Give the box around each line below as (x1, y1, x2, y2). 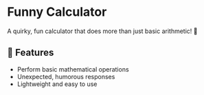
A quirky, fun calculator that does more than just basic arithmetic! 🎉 (7, 27, 198, 35)
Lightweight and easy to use (16, 80, 98, 88)
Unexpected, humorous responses (16, 72, 115, 81)
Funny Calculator (7, 4, 107, 20)
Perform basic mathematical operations (16, 65, 129, 73)
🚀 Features (7, 47, 54, 59)
